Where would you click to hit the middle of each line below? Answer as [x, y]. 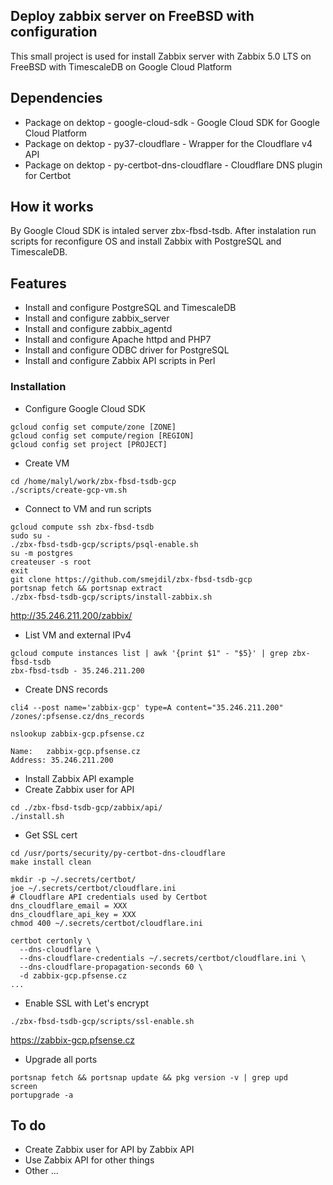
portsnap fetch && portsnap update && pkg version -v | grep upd [149, 1077]
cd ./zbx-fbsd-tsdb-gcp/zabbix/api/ [86, 807]
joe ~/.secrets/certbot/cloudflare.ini [93, 888]
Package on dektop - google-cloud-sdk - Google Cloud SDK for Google [172, 122]
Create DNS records [66, 689]
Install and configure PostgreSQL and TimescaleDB [130, 308]
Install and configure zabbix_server [97, 318]
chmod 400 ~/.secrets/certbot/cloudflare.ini [106, 923]
